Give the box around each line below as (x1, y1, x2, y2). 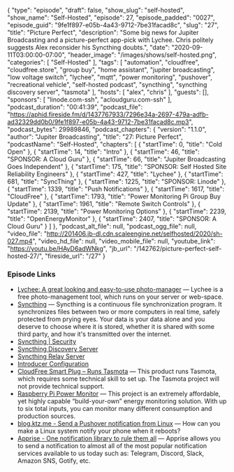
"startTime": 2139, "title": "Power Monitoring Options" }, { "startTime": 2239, (7, 207, 227, 215)
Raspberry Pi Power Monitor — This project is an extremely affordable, (17, 389, 221, 398)
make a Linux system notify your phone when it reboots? (17, 427, 181, 436)
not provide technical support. (17, 382, 105, 391)
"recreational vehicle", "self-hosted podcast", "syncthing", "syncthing (7, 81, 207, 88)
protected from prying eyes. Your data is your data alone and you (17, 315, 205, 323)
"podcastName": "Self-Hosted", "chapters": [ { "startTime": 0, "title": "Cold (7, 140, 222, 148)
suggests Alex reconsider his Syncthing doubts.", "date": (7, 43, 170, 51)
